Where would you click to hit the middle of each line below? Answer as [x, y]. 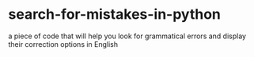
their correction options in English [63, 44]
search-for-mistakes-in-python [115, 14]
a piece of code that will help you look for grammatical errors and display [127, 36]
